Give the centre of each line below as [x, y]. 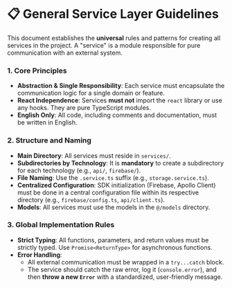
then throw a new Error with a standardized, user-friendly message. [125, 277]
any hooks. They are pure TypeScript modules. [84, 108]
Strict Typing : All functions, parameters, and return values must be [113, 240]
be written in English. [47, 123]
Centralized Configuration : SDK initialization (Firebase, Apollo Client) [116, 185]
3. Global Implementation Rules [61, 225]
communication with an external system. [65, 53]
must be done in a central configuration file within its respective [108, 192]
